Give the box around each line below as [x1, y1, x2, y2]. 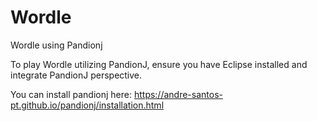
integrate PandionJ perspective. [10, 69, 143, 81]
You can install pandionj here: [10, 88, 132, 100]
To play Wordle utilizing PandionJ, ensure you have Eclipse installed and [10, 58, 308, 70]
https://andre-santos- [133, 88, 223, 100]
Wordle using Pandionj [10, 39, 103, 51]
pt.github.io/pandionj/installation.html [10, 99, 165, 111]
